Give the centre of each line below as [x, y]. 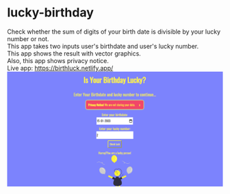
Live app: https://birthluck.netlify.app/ [60, 68]
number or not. [28, 38]
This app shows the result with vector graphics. [74, 53]
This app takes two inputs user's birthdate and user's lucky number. [103, 46]
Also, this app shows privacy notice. [58, 60]
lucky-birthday [51, 13]
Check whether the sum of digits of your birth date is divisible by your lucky [114, 32]
